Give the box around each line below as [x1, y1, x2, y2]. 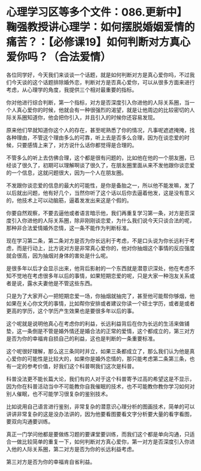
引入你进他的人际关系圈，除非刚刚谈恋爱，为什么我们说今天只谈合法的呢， [11, 216, 195, 224]
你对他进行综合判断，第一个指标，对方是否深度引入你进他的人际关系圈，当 [6, 99, 190, 106]
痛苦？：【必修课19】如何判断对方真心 [6, 35, 191, 49]
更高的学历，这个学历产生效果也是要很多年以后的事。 [6, 307, 138, 314]
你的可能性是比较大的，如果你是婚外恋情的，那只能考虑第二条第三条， [16, 355, 190, 362]
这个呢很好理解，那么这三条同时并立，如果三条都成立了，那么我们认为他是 [6, 347, 190, 354]
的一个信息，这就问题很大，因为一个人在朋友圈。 [6, 169, 127, 176]
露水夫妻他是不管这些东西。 [26, 279, 96, 287]
